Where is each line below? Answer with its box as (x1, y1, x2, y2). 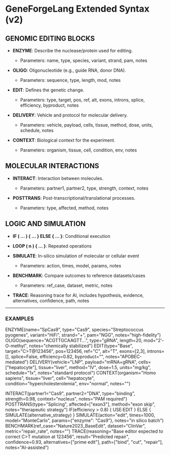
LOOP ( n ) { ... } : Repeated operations (12, 242, 92, 249)
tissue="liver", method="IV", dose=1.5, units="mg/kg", (38, 364, 151, 370)
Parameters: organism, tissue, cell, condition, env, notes (20, 147, 137, 153)
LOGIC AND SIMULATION (5, 220, 86, 228)
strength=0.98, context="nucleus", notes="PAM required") (5, 396, 127, 402)
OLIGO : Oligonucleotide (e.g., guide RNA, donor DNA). (12, 67, 126, 73)
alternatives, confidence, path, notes (12, 297, 90, 304)
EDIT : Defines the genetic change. (12, 87, 84, 93)
